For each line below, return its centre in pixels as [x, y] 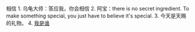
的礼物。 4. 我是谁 [28, 23]
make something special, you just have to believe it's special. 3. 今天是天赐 [96, 16]
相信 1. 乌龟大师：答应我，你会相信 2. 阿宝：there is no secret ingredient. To [97, 8]
